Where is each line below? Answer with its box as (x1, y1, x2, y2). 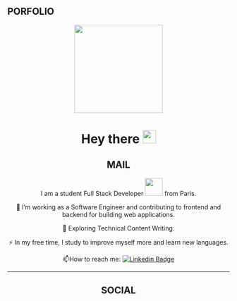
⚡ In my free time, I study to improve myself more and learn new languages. (8, 238, 229, 246)
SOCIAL (101, 285, 136, 297)
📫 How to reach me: (62, 254, 121, 263)
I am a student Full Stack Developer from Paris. (40, 189, 197, 197)
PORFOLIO (7, 6, 55, 18)
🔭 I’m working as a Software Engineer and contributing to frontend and (16, 202, 221, 211)
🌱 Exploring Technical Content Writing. (62, 223, 175, 232)
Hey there (80, 131, 140, 147)
